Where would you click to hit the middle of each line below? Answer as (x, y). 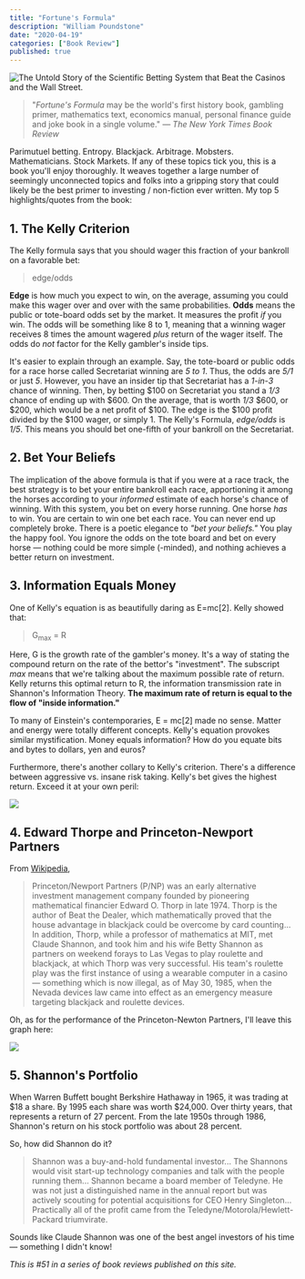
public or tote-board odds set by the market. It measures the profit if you (146, 314)
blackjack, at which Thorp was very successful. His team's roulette (158, 964)
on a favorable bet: (45, 259)
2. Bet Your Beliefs (63, 457)
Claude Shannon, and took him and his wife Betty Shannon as (147, 944)
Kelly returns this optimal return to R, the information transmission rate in (146, 684)
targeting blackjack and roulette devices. (108, 1002)
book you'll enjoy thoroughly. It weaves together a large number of (134, 171)
